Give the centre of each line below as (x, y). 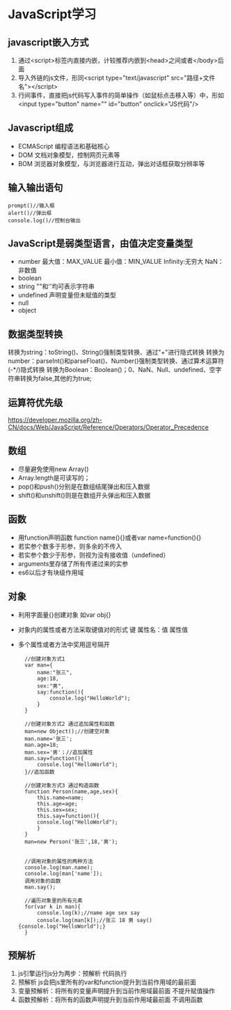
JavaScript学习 (52, 14)
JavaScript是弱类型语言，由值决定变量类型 (101, 244)
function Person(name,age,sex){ (71, 792)
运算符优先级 (35, 402)
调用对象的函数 (43, 881)
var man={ (39, 665)
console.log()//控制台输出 (44, 221)
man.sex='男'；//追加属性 (59, 752)
